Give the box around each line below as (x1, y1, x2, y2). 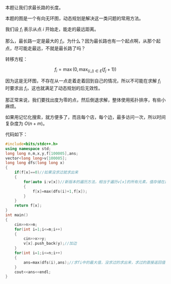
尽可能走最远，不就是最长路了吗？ (14, 45, 85, 51)
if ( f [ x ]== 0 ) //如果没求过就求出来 (14, 170, 78, 175)
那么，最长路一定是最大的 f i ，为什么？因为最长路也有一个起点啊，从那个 (5, 38, 157, 45)
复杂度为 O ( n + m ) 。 (5, 120, 47, 126)
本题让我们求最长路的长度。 (5, 5, 64, 10)
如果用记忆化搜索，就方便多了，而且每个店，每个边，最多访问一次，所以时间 (5, 114, 166, 120)
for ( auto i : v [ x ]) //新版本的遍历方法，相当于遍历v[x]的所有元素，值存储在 (23, 179, 165, 185)
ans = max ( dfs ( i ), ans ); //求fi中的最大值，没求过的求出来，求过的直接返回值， (23, 260, 169, 265)
